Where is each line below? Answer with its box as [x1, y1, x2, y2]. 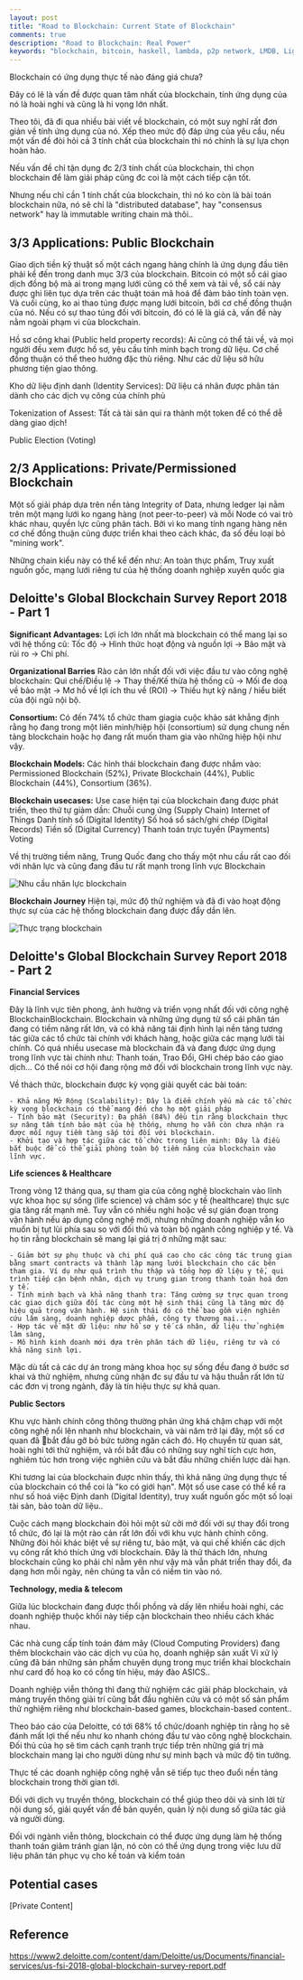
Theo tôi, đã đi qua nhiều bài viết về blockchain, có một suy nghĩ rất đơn [9, 117, 278, 127]
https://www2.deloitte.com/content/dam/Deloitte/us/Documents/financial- [9, 1951, 286, 1961]
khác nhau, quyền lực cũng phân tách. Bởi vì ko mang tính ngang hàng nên [9, 518, 288, 529]
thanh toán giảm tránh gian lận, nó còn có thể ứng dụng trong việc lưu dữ [9, 1841, 281, 1852]
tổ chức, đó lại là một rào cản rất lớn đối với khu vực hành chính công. [9, 1528, 269, 1539]
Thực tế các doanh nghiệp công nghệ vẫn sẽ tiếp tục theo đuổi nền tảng [9, 1768, 279, 1778]
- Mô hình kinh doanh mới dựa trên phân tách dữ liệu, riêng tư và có [9, 1338, 280, 1347]
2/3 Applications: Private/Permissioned [9, 461, 237, 476]
